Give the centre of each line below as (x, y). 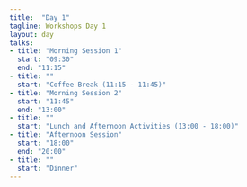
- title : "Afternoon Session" (66, 135)
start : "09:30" (46, 59)
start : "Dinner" (48, 168)
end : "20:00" (42, 151)
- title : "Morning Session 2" (66, 93)
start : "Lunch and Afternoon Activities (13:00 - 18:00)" (128, 127)
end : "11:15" (42, 68)
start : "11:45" (46, 101)
